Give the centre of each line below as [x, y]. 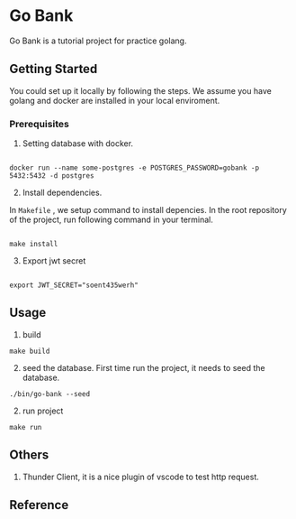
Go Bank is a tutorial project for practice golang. [98, 41]
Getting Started [54, 69]
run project [43, 411]
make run [26, 427]
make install [34, 245]
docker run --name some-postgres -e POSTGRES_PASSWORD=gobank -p [134, 168]
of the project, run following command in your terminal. [112, 220]
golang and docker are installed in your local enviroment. [115, 100]
